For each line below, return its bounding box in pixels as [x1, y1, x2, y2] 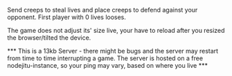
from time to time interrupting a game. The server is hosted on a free [7, 54, 203, 62]
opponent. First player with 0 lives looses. [7, 13, 127, 21]
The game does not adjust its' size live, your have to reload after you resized [7, 27, 225, 34]
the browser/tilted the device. [7, 34, 91, 42]
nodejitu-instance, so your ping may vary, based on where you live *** [7, 62, 208, 69]
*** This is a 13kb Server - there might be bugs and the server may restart [7, 47, 219, 55]
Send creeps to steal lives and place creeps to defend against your [7, 6, 198, 14]
